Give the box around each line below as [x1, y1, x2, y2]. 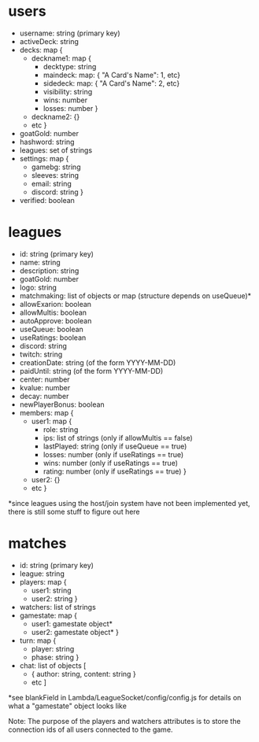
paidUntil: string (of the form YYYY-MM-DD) [19, 366, 164, 375]
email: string [31, 179, 72, 188]
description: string [19, 266, 80, 275]
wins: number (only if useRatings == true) [43, 458, 179, 467]
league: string [19, 569, 65, 578]
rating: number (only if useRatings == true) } [43, 467, 187, 476]
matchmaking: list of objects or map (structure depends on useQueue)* [19, 290, 252, 301]
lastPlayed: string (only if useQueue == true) [43, 441, 187, 451]
